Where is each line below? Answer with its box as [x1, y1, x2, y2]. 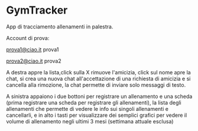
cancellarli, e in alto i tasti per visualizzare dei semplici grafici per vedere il [6, 112, 187, 119]
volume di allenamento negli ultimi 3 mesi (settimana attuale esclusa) [6, 117, 174, 125]
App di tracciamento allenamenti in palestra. [6, 23, 113, 30]
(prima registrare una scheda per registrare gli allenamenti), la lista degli [6, 99, 181, 106]
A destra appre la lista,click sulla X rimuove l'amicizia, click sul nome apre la [6, 68, 191, 76]
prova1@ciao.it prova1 [6, 45, 59, 53]
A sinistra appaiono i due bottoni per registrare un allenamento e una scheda [6, 93, 193, 100]
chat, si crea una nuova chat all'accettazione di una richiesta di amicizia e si [6, 75, 191, 82]
